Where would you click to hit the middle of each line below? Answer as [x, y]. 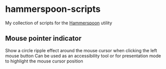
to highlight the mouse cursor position [44, 61]
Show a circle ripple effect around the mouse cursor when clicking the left [81, 50]
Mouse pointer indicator [43, 38]
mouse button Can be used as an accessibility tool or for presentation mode [83, 56]
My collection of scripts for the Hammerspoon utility [59, 23]
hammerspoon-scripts [53, 9]
